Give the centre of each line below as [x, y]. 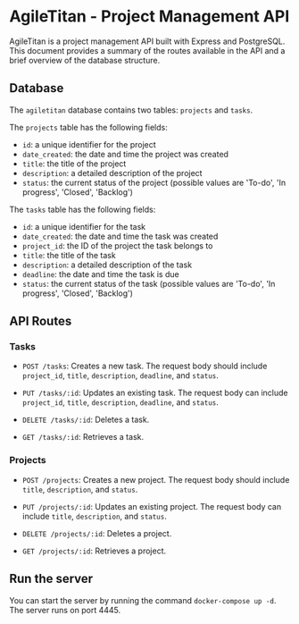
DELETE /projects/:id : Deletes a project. [97, 533]
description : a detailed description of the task [107, 265]
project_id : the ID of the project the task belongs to [117, 245]
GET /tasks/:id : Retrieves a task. [83, 437]
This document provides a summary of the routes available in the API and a [147, 50]
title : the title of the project [74, 164]
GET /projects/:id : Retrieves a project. [94, 551]
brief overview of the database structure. [85, 60]
